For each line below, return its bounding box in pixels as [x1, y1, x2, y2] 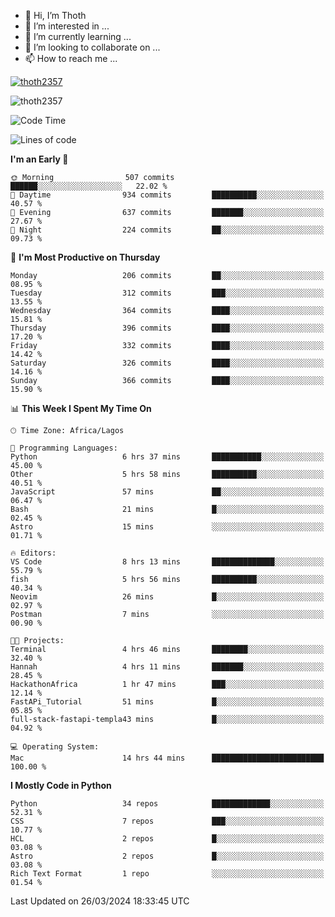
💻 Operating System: [10, 742, 100, 752]
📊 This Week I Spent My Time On [10, 403, 152, 414]
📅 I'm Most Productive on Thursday [10, 251, 161, 263]
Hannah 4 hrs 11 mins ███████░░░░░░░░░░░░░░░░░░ [10, 662, 325, 672]
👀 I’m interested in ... [24, 20, 110, 32]
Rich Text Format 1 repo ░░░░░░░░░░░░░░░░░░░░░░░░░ [10, 869, 325, 879]
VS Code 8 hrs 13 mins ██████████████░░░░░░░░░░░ [10, 557, 325, 567]
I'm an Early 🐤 [10, 153, 69, 165]
